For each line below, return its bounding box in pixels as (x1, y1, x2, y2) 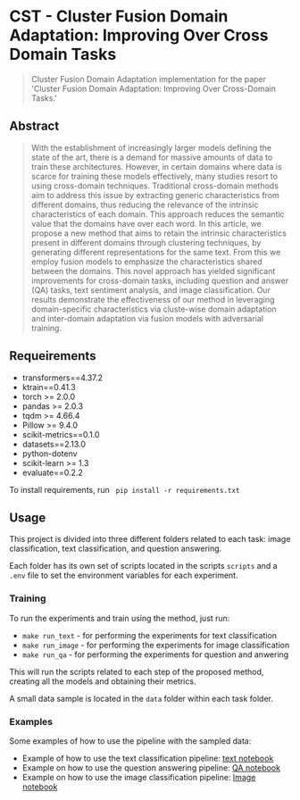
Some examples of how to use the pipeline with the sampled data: (9, 735, 252, 746)
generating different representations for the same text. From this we (30, 246, 281, 257)
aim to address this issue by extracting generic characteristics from (30, 189, 279, 200)
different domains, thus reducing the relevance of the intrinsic (30, 199, 259, 210)
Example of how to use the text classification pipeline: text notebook (21, 753, 274, 763)
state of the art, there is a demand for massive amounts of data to (30, 152, 273, 162)
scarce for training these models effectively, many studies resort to (30, 171, 279, 181)
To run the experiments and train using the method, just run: (9, 612, 230, 623)
